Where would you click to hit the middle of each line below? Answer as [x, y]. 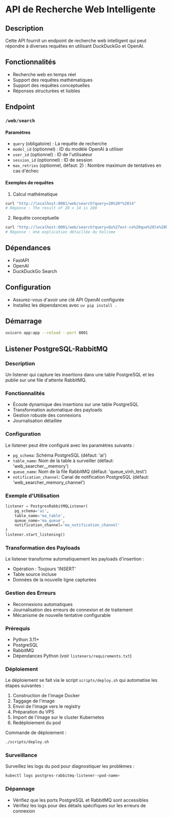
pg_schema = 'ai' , [32, 511]
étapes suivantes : [25, 686]
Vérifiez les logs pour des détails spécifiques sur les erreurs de [79, 805]
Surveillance [21, 755]
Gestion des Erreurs [31, 593]
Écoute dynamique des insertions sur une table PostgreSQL [76, 404]
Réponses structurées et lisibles [46, 91]
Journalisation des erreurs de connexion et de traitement [73, 610]
